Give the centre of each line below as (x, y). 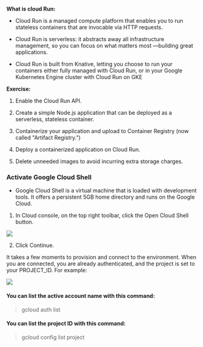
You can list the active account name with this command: (81, 296)
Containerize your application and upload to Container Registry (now (102, 131)
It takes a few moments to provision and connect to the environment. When (101, 257)
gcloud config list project (53, 337)
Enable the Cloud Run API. (48, 101)
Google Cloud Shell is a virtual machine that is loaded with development (106, 191)
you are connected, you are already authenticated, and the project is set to (101, 264)
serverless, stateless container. (55, 119)
